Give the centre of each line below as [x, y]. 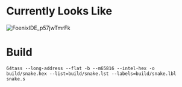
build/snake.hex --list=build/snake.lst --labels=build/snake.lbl [91, 74]
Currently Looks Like [59, 11]
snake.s [16, 79]
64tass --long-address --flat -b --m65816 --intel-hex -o [80, 68]
